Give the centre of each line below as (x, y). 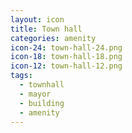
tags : (21, 76)
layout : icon (37, 19)
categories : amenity (53, 38)
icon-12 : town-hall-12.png (66, 66)
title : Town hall (46, 29)
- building (42, 103)
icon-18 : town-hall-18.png (66, 57)
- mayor (35, 94)
